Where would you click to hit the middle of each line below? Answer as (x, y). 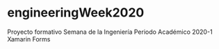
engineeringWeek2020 (76, 13)
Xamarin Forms (29, 39)
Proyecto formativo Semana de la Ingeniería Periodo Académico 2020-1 (110, 32)
